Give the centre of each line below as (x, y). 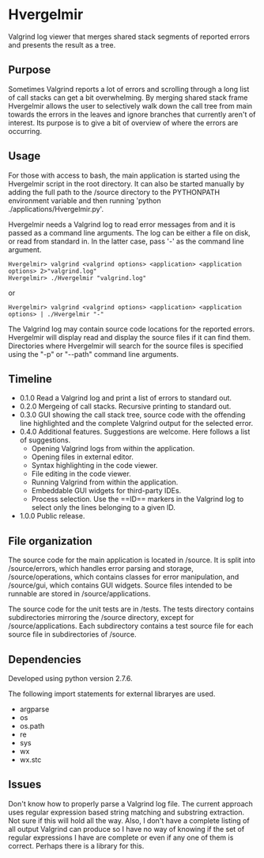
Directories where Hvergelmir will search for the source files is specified (126, 346)
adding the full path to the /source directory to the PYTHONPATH (114, 192)
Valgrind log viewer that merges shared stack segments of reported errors (129, 36)
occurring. (25, 131)
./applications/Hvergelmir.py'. (56, 209)
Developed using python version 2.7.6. (70, 678)
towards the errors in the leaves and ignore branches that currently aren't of (132, 114)
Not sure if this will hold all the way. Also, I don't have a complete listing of (129, 820)
